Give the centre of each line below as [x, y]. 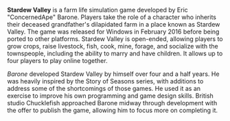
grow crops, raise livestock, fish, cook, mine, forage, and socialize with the [113, 46]
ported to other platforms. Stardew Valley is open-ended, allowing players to [115, 39]
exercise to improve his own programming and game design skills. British [111, 96]
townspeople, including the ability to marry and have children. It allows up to [115, 53]
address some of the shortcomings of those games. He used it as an [104, 89]
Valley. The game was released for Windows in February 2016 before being [113, 31]
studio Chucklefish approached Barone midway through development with [112, 103]
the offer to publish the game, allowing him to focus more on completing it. [113, 110]
